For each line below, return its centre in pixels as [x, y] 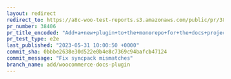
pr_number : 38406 [31, 26]
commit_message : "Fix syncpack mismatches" [70, 58]
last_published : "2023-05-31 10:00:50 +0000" [73, 45]
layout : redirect [31, 13]
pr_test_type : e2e [33, 39]
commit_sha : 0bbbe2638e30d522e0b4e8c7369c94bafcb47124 [87, 52]
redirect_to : [25, 20]
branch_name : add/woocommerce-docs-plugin [68, 65]
